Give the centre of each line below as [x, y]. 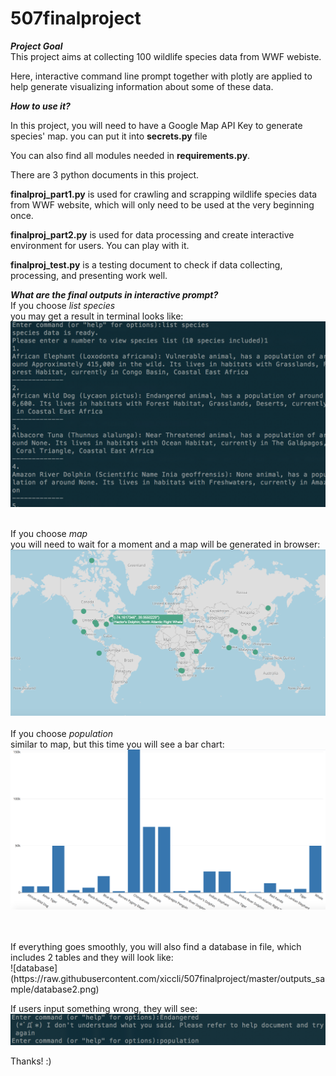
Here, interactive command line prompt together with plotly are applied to [161, 76]
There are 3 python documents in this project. [105, 174]
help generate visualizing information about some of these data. [142, 86]
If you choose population [62, 733]
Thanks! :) [31, 1061]
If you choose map [49, 533]
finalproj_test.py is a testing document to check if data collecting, [146, 264]
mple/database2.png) [55, 989]
